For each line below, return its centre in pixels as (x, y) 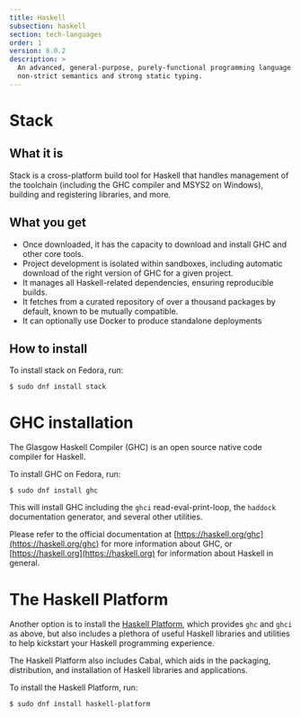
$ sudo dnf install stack (58, 387)
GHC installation (71, 422)
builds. (35, 292)
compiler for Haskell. (48, 457)
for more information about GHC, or (167, 544)
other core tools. (53, 253)
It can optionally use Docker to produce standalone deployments (142, 321)
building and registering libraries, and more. (90, 194)
